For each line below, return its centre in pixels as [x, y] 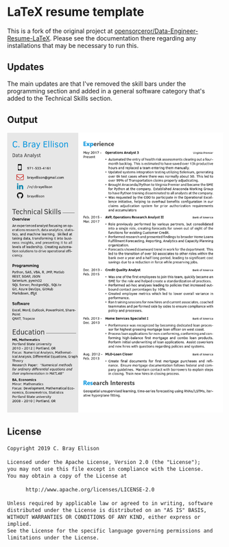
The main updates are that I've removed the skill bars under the [97, 84]
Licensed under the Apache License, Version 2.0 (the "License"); [104, 462]
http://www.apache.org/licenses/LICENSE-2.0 [90, 489]
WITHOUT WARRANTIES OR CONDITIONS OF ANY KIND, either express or [104, 517]
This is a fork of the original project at [60, 31]
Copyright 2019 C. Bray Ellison [53, 448]
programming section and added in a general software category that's [106, 91]
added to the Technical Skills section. [60, 98]
